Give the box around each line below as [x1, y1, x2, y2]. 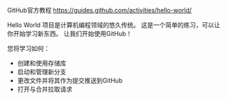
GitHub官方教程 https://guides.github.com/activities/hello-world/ [7, 6, 192, 14]
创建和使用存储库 [17, 59, 67, 67]
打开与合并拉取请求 [17, 85, 73, 93]
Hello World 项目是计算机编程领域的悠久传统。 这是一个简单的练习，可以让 [7, 21, 221, 29]
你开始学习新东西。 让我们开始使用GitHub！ [7, 30, 133, 37]
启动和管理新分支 [17, 68, 67, 76]
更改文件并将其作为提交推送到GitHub [17, 76, 123, 85]
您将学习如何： [7, 44, 50, 52]
